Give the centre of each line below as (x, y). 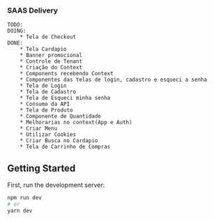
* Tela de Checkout (48, 37)
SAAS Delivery (32, 10)
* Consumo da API (45, 104)
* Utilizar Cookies (48, 135)
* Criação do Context (51, 68)
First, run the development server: (56, 185)
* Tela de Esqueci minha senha (65, 98)
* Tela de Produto (46, 110)
